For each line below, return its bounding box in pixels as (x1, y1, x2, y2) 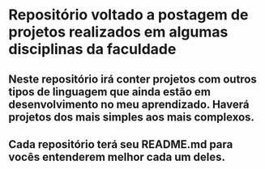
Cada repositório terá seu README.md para (8, 137, 233, 151)
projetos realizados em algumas (8, 23, 229, 41)
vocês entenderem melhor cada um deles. (8, 150, 225, 163)
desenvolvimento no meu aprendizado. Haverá (8, 97, 250, 111)
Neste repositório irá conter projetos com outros (8, 72, 258, 86)
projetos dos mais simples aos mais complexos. (8, 110, 255, 124)
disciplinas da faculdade (8, 40, 177, 58)
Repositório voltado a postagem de (8, 6, 249, 24)
